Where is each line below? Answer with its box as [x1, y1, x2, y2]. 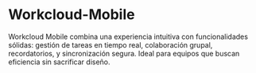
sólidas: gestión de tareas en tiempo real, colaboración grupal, [8, 40, 213, 49]
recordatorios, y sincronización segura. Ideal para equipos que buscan [8, 48, 240, 58]
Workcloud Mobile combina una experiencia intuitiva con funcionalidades [8, 32, 249, 41]
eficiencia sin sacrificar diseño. [8, 57, 111, 67]
